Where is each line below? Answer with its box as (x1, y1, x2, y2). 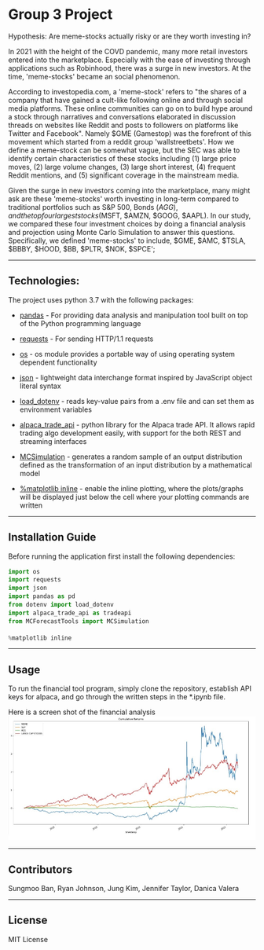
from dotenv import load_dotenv (8, 601, 114, 609)
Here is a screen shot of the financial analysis (8, 707, 156, 717)
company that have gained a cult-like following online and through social (8, 95, 244, 105)
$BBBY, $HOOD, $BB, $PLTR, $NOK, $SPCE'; (8, 244, 156, 253)
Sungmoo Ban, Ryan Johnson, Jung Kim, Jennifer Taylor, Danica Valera (8, 884, 240, 893)
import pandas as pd (8, 592, 76, 600)
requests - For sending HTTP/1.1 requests (19, 334, 154, 343)
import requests (8, 576, 61, 584)
